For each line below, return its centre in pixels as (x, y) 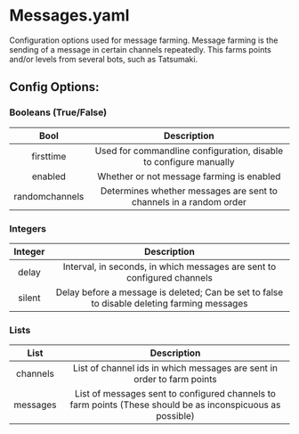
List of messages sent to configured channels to (175, 394)
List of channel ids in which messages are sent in (175, 368)
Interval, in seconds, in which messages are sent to (170, 266)
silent (29, 298)
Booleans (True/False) (58, 112)
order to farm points (175, 380)
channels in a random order (190, 201)
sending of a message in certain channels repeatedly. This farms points (140, 49)
